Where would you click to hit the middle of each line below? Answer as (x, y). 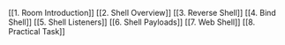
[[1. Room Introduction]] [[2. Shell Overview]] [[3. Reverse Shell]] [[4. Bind (142, 13)
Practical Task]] (37, 31)
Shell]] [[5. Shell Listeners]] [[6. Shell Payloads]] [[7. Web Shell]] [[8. (132, 22)
